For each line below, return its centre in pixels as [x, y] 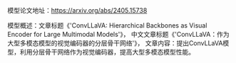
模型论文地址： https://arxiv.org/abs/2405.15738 [77, 10]
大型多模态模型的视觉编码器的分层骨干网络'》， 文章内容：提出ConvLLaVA [115, 43]
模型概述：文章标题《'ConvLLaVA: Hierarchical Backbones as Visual [107, 25]
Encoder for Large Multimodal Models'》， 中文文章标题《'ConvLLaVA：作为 [118, 34]
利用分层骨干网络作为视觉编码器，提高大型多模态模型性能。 [107, 52]
